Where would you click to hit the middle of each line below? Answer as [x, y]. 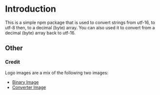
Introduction [31, 9]
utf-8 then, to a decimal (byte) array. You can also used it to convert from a [80, 27]
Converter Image [29, 87]
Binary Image [25, 82]
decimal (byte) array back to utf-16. [40, 33]
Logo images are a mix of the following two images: [57, 73]
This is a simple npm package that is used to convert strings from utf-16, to [80, 22]
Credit [13, 62]
